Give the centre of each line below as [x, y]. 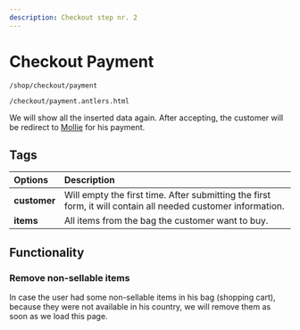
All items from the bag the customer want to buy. [166, 221]
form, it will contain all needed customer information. [174, 206]
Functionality [47, 252]
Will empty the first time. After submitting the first [167, 195]
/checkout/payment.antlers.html [69, 101]
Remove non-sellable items [70, 277]
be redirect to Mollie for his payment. [77, 127]
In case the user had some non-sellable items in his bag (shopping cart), [142, 297]
